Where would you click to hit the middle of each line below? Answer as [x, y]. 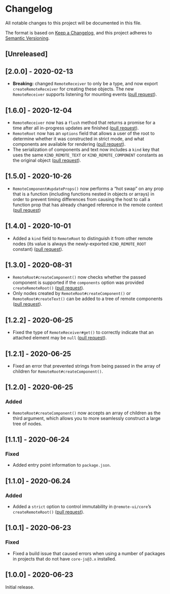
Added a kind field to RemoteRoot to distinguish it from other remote [83, 238]
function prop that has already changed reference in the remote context [88, 205]
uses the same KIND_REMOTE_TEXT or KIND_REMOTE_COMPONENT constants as [88, 155]
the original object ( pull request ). [47, 160]
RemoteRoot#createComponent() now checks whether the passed [79, 277]
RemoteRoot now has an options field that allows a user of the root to [83, 133]
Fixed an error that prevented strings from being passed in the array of [87, 366]
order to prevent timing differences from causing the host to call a [81, 199]
